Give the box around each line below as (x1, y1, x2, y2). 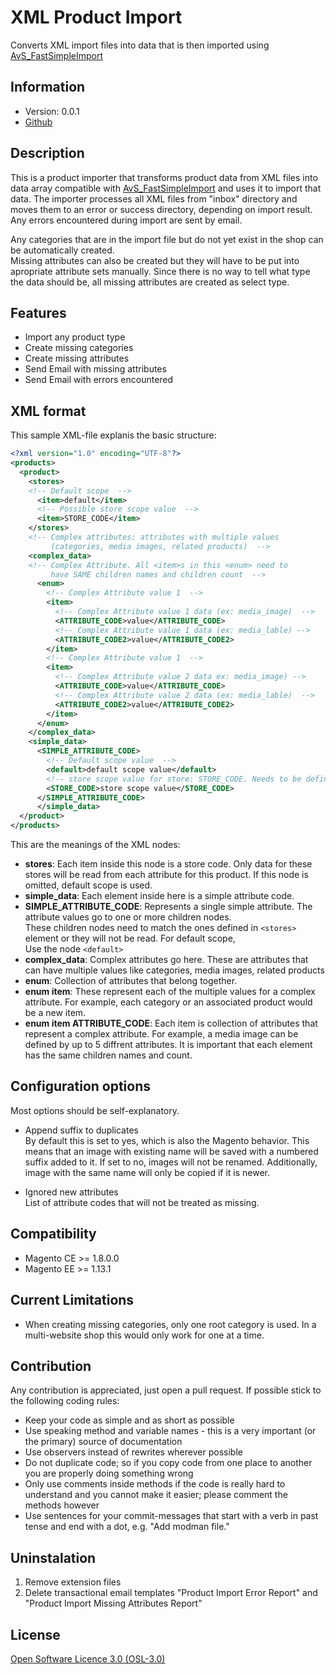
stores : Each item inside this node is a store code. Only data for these (24, 858, 313, 870)
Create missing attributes (24, 352, 130, 365)
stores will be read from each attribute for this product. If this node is (24, 869, 309, 881)
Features (10, 304, 67, 321)
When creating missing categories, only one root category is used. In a (24, 1318, 317, 1330)
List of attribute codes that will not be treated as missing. (24, 1196, 260, 1208)
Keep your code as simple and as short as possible (24, 1414, 235, 1426)
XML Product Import (10, 6, 183, 29)
